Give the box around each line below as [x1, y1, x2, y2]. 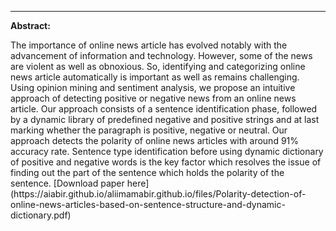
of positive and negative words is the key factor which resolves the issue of [10, 156, 322, 168]
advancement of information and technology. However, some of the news [10, 50, 313, 61]
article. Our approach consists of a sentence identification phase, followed [10, 103, 318, 115]
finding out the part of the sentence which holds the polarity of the [10, 167, 285, 178]
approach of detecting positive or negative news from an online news [10, 92, 297, 104]
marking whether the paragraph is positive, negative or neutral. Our [10, 124, 288, 136]
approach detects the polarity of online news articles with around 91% [10, 135, 300, 146]
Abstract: [10, 20, 51, 31]
